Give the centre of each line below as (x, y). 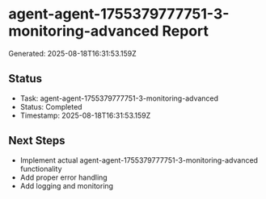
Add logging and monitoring (67, 185)
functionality (41, 168)
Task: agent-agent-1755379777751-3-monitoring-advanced (119, 98)
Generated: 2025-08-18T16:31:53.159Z (73, 53)
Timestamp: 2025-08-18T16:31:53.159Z (85, 115)
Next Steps (37, 141)
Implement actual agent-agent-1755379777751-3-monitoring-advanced (139, 160)
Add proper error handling (63, 177)
